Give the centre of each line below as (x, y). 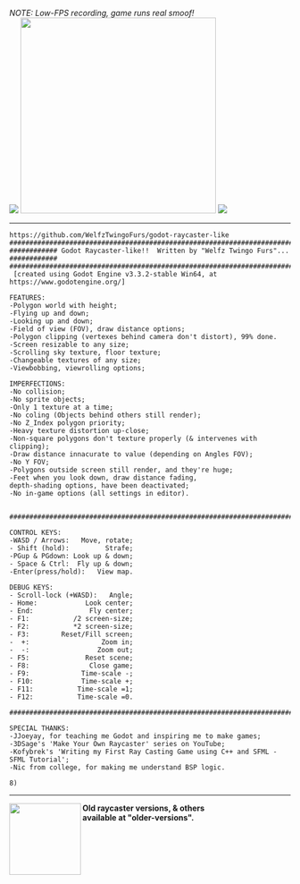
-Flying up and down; (50, 313)
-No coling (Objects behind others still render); (105, 415)
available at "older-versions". (138, 817)
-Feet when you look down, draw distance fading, (104, 478)
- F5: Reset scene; (71, 658)
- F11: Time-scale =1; (71, 689)
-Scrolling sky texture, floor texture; (86, 353)
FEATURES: (28, 298)
